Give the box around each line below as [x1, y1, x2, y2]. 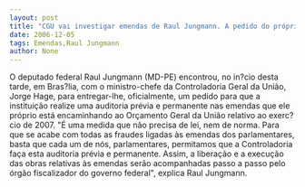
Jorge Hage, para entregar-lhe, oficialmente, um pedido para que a [9, 91, 261, 102]
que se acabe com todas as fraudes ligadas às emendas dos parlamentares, [9, 129, 295, 140]
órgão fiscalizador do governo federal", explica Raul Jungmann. [9, 168, 248, 179]
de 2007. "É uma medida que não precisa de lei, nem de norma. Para [22, 119, 280, 131]
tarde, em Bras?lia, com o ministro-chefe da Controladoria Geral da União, [9, 81, 287, 92]
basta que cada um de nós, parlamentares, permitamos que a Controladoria [9, 139, 293, 150]
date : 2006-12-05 [9, 30, 75, 39]
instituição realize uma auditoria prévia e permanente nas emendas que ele [9, 100, 290, 111]
